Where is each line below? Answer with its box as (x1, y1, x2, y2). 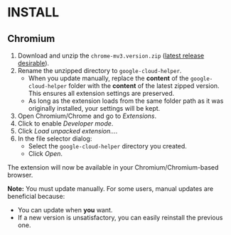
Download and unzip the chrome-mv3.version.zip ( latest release (17, 51, 205, 60)
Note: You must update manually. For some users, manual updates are (7, 185, 214, 192)
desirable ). (17, 59, 50, 67)
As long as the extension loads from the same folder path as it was (28, 97, 224, 105)
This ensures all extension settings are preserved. (28, 89, 175, 97)
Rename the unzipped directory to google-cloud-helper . (17, 67, 182, 75)
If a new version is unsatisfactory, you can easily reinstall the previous (17, 214, 223, 222)
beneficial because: (7, 192, 65, 200)
